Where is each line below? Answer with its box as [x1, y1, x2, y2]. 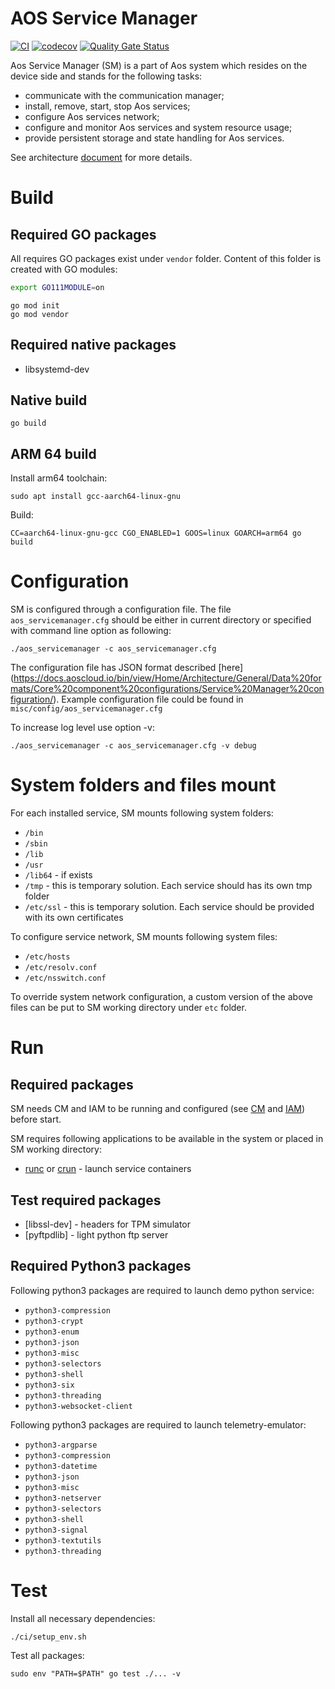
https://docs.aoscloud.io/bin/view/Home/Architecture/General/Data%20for [13, 672, 322, 684]
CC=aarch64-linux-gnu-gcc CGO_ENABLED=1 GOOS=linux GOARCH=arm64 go [10, 528, 302, 539]
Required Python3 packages [10, 1258, 192, 1275]
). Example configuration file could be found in [53, 693, 244, 706]
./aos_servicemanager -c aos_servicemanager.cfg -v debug [10, 741, 257, 751]
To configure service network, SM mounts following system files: [10, 931, 278, 943]
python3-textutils [24, 1535, 102, 1546]
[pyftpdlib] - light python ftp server [24, 1228, 169, 1241]
